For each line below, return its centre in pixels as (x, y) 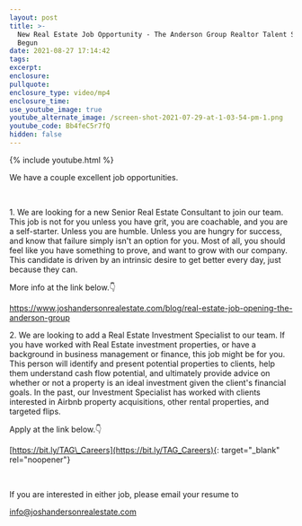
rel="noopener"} (40, 460)
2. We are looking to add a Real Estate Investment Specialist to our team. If (147, 335)
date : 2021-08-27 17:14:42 (60, 51)
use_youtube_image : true (56, 110)
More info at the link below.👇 (62, 287)
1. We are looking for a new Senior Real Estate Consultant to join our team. (147, 212)
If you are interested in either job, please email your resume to (124, 494)
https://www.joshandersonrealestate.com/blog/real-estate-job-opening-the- (151, 308)
